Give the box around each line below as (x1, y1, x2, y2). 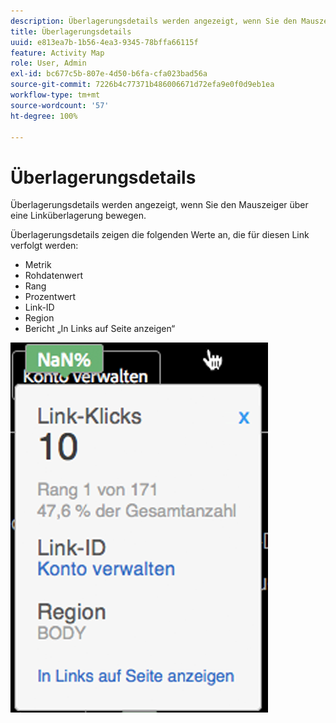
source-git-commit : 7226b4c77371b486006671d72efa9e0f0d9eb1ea (10, 80, 275, 90)
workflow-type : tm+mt (10, 90, 101, 100)
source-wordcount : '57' (10, 100, 110, 110)
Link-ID (24, 301, 55, 314)
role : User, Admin (10, 58, 87, 69)
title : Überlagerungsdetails (10, 26, 132, 37)
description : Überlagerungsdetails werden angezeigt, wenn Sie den (10, 16, 298, 26)
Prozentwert (24, 291, 77, 303)
